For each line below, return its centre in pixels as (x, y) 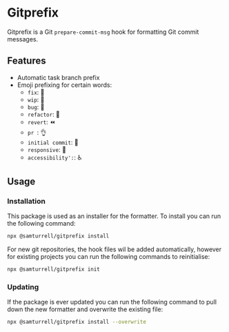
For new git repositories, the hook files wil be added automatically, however (114, 249)
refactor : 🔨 (44, 114)
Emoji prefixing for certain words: (64, 85)
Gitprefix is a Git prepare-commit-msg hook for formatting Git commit (103, 32)
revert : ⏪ (41, 121)
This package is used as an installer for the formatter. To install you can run (114, 216)
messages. (23, 39)
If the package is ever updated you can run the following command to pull (112, 302)
